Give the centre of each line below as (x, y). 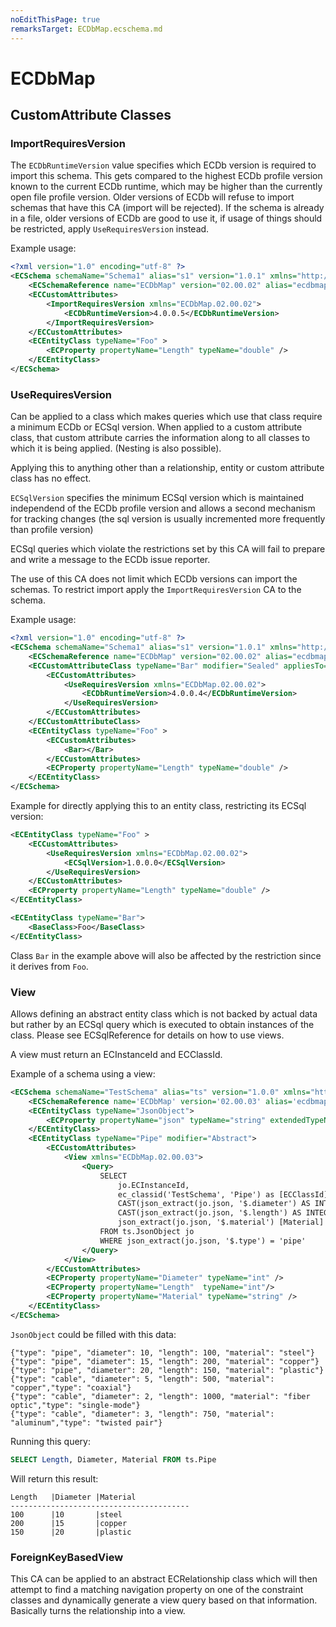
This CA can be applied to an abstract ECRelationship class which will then (164, 1579)
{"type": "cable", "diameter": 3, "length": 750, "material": (142, 1414)
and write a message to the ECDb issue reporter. (110, 560)
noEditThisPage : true (55, 19)
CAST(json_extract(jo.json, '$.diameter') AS (214, 1204)
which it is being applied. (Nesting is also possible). (116, 448)
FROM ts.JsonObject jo (147, 1232)
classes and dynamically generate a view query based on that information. (164, 1600)
